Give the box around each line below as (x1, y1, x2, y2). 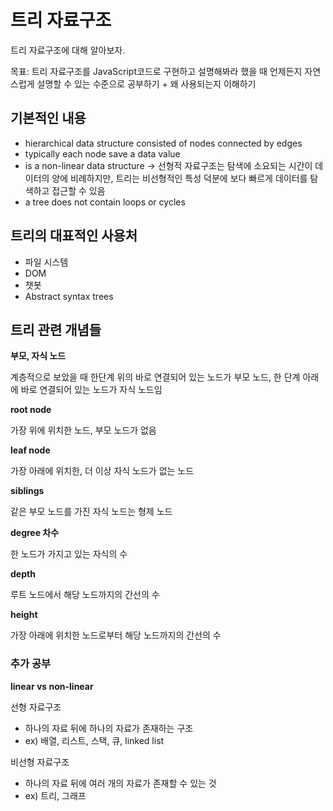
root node (10, 404, 52, 416)
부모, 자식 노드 (10, 350, 67, 362)
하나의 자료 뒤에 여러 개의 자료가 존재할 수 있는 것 (24, 777, 217, 789)
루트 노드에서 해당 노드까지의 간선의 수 (10, 589, 160, 601)
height (10, 609, 38, 621)
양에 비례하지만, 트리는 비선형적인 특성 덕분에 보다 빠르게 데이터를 (51, 172, 308, 184)
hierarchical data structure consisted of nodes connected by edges (24, 137, 303, 149)
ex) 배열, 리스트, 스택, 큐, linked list (24, 734, 165, 746)
